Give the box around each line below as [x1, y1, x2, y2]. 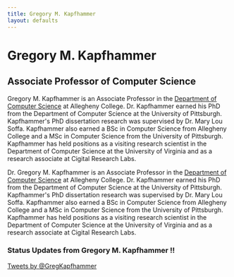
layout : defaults [7, 17, 58, 24]
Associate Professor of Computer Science [7, 76, 196, 88]
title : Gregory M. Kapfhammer [7, 10, 97, 18]
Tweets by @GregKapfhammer [7, 261, 97, 270]
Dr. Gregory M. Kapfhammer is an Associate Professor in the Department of [7, 167, 227, 177]
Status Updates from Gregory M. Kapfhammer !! [7, 245, 175, 255]
